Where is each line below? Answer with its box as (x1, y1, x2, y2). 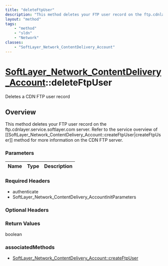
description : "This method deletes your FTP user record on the (5, 12, 142, 17)
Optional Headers (5, 206, 49, 213)
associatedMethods (5, 244, 55, 251)
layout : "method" (5, 17, 41, 22)
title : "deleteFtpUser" (5, 7, 55, 13)
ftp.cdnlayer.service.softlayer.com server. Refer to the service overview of (5, 126, 158, 133)
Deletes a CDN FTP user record (5, 93, 70, 99)
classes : (5, 40, 23, 45)
